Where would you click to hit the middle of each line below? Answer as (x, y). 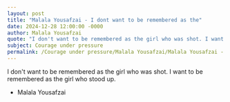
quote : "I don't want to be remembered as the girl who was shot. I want (116, 39)
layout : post (26, 13)
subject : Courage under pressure (55, 45)
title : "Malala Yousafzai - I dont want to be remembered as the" (105, 20)
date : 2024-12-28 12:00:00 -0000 (55, 26)
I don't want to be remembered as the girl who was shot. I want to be (105, 71)
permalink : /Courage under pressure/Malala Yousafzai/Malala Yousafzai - (116, 52)
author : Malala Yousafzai (44, 33)
